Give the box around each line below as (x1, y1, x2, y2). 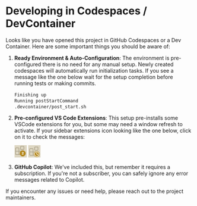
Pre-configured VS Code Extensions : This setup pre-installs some (14, 114, 179, 121)
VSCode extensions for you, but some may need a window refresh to (14, 120, 183, 127)
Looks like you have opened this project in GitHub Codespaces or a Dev (5, 36, 182, 43)
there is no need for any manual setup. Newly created (42, 61, 174, 68)
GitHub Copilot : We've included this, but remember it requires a (14, 163, 170, 170)
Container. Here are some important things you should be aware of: (5, 43, 170, 50)
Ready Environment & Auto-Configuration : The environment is (14, 54, 170, 61)
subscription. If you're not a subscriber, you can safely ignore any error (14, 170, 189, 177)
